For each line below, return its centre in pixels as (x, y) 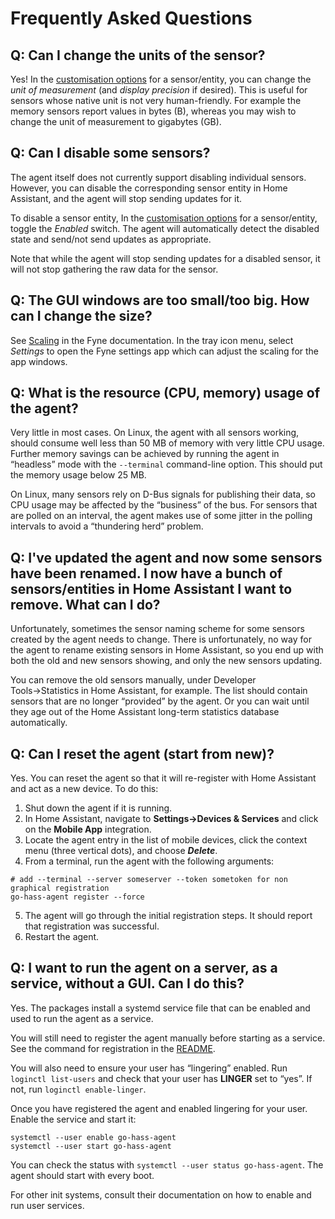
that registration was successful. (92, 926)
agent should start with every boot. (82, 1175)
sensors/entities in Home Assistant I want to (151, 588)
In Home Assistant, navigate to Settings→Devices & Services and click (171, 819)
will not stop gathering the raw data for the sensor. (114, 269)
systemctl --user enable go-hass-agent (93, 1137)
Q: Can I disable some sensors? (110, 153)
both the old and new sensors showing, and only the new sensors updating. (166, 661)
